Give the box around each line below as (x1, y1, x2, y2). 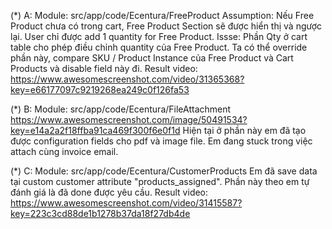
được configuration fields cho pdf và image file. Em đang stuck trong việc (10, 135, 313, 147)
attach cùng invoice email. (10, 146, 119, 157)
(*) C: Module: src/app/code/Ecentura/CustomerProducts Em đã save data (10, 165, 318, 177)
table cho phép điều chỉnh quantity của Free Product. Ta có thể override (10, 41, 308, 53)
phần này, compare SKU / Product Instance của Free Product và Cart (10, 52, 294, 64)
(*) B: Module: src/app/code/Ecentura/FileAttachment (10, 103, 232, 115)
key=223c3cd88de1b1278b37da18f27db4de (10, 208, 191, 219)
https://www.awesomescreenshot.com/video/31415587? (10, 197, 243, 209)
